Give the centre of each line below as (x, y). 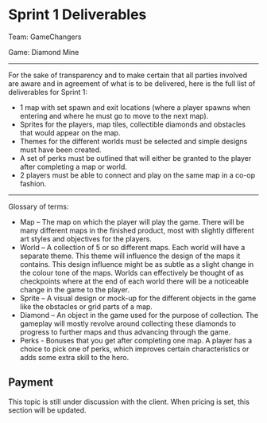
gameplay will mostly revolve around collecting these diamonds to (128, 323)
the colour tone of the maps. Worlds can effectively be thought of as (132, 272)
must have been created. (60, 150)
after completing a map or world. (73, 166)
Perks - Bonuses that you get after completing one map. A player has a (136, 340)
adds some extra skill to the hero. (74, 357)
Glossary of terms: (39, 206)
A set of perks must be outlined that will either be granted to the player (135, 158)
